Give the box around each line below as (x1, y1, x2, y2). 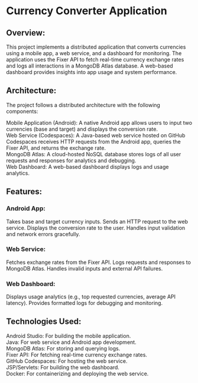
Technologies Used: (6, 317, 82, 327)
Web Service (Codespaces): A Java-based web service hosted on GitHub (6, 131, 186, 139)
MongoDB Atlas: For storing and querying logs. (6, 345, 121, 352)
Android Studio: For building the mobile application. (6, 332, 131, 339)
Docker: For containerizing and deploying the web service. (6, 370, 149, 377)
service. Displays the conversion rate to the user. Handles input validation (6, 224, 186, 231)
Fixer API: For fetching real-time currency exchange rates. (6, 351, 148, 358)
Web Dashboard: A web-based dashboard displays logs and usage (6, 163, 169, 170)
